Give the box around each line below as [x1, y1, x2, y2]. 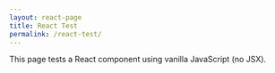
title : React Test [9, 21, 78, 30]
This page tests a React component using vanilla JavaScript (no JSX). [9, 54, 267, 65]
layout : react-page [9, 12, 82, 22]
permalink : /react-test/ [9, 29, 102, 38]
